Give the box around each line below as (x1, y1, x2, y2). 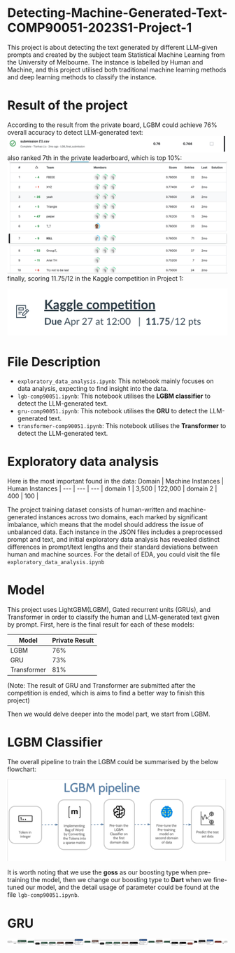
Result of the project (7, 98, 128, 114)
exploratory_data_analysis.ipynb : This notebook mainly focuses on (17, 377, 215, 385)
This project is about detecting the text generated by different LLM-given (7, 43, 218, 51)
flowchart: (7, 765, 37, 773)
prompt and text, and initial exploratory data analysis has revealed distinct (7, 535, 220, 544)
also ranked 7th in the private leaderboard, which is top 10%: (7, 154, 183, 162)
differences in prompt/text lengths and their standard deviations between (7, 542, 218, 552)
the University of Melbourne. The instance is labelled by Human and (7, 58, 204, 66)
